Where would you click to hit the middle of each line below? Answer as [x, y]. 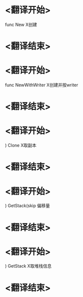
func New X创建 [21, 25]
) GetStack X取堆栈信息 [28, 266]
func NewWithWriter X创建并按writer [42, 85]
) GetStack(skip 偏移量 [27, 206]
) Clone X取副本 [21, 146]
